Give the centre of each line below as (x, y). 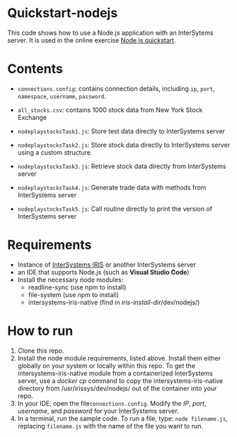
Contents (35, 69)
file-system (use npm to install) (73, 294)
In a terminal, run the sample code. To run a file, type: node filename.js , (123, 418)
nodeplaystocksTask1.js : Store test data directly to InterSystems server (121, 131)
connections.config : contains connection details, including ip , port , (116, 88)
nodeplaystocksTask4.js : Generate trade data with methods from (112, 187)
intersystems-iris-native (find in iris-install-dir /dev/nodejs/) (114, 302)
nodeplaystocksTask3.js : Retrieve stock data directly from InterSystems (122, 166)
